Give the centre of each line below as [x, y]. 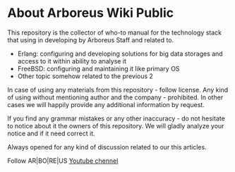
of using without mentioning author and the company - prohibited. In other [115, 97]
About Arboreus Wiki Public [91, 13]
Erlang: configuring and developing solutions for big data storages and [120, 54]
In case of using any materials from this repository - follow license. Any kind [118, 90]
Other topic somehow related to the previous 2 [85, 76]
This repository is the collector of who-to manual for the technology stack [115, 32]
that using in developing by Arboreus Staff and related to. [91, 39]
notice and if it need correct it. [51, 133]
